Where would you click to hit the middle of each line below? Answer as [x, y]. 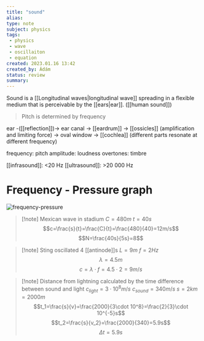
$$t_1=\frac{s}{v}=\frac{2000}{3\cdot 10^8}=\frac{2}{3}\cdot [111, 306]
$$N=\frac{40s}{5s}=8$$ [111, 238]
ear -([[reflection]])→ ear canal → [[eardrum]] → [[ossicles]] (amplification [100, 128]
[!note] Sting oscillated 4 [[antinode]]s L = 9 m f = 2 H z [90, 250]
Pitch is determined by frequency [64, 117]
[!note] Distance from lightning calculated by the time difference [103, 281]
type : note [20, 23]
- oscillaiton [27, 52]
